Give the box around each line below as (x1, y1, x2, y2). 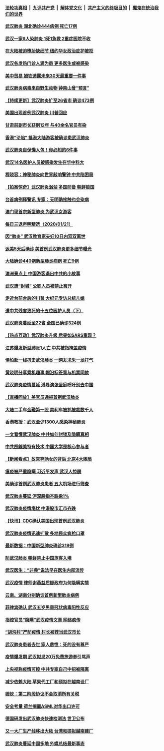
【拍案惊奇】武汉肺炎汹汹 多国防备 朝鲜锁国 (5, 184, 94, 190)
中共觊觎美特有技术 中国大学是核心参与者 (5, 444, 89, 450)
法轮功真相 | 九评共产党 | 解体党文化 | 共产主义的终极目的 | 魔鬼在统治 (5, 4, 155, 10)
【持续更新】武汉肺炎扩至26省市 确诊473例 (5, 97, 94, 103)
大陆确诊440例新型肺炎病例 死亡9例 (5, 258, 79, 264)
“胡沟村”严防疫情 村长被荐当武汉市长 (5, 629, 81, 635)
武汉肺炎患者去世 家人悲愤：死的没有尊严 (5, 641, 89, 647)
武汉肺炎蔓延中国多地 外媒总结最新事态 (5, 740, 85, 747)
